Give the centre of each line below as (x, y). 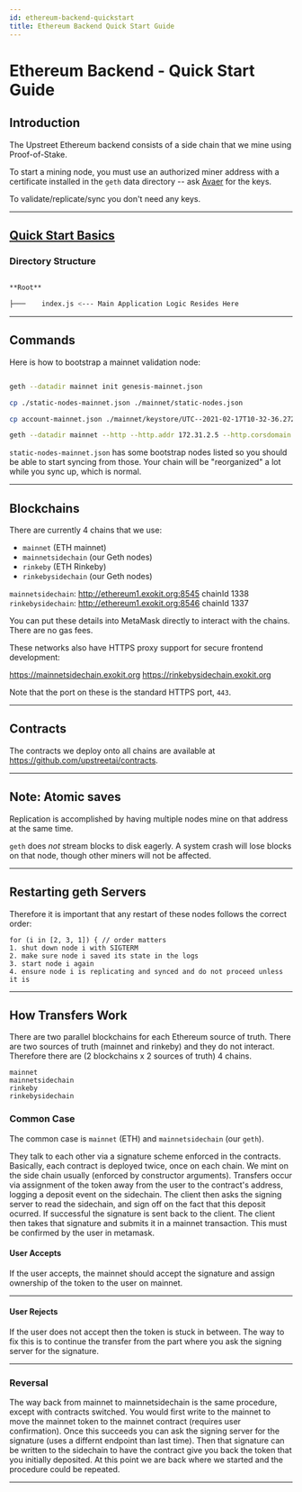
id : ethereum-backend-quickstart (72, 18)
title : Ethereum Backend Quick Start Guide (92, 26)
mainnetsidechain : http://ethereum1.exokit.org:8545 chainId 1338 (129, 594)
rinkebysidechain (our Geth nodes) (87, 577)
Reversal (29, 1382)
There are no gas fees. (51, 631)
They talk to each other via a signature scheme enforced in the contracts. (145, 1156)
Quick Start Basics (62, 235)
